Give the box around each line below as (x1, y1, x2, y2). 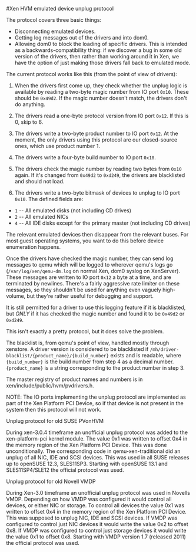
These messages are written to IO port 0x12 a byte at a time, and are (6, 274, 172, 281)
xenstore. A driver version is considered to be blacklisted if (6, 346, 149, 353)
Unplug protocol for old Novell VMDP (6, 478, 96, 485)
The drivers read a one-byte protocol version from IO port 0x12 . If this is (14, 112, 189, 119)
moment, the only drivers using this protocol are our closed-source (14, 136, 178, 143)
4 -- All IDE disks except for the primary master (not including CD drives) (14, 219, 191, 226)
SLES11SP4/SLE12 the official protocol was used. (6, 466, 124, 474)
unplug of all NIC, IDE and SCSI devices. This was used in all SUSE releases (6, 454, 190, 461)
